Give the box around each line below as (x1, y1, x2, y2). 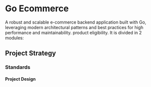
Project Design (5, 76, 36, 82)
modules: (5, 35, 24, 41)
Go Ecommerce (5, 3, 69, 14)
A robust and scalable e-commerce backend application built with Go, (5, 19, 147, 25)
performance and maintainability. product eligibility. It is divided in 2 (5, 29, 142, 35)
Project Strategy (5, 49, 56, 58)
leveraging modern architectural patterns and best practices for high (5, 24, 144, 30)
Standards (5, 64, 31, 71)
